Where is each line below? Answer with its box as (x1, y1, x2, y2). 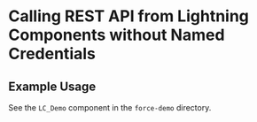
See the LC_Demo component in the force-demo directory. (8, 103, 212, 112)
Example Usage (8, 79, 97, 94)
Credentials (8, 44, 97, 64)
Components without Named (8, 25, 225, 45)
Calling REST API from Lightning (8, 6, 250, 27)
